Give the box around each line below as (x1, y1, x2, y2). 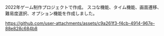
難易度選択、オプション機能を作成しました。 (5, 10, 97, 16)
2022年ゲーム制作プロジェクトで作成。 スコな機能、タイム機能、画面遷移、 (5, 4, 161, 10)
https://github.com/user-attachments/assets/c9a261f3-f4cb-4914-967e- (5, 20, 155, 26)
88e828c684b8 (5, 26, 37, 31)
